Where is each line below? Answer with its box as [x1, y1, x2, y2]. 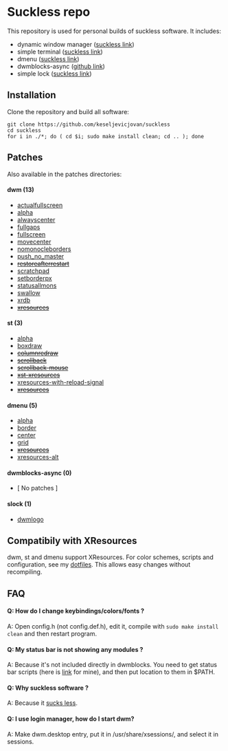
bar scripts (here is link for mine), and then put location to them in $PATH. [7, 668, 215, 676]
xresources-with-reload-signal [16, 378, 104, 386]
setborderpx [16, 274, 53, 282]
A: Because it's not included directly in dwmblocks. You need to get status [7, 661, 218, 669]
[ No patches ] [16, 484, 58, 492]
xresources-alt [16, 453, 59, 461]
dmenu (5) [7, 401, 38, 409]
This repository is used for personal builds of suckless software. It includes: [7, 27, 222, 35]
